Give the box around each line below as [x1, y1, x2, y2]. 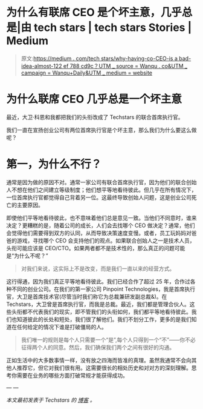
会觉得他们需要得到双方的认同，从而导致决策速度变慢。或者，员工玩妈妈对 [6, 229, 192, 236]
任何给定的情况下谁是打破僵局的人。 [16, 323, 107, 330]
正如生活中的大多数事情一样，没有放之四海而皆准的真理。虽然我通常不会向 [6, 356, 192, 364]
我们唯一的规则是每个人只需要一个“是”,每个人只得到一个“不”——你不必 [21, 336, 196, 343]
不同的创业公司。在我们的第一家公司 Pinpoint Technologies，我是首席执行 [11, 285, 196, 293]
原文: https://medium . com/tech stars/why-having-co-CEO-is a [21, 55, 178, 62]
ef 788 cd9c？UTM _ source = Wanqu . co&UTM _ [63, 62, 188, 70]
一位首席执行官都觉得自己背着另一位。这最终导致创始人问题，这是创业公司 [6, 193, 192, 201]
